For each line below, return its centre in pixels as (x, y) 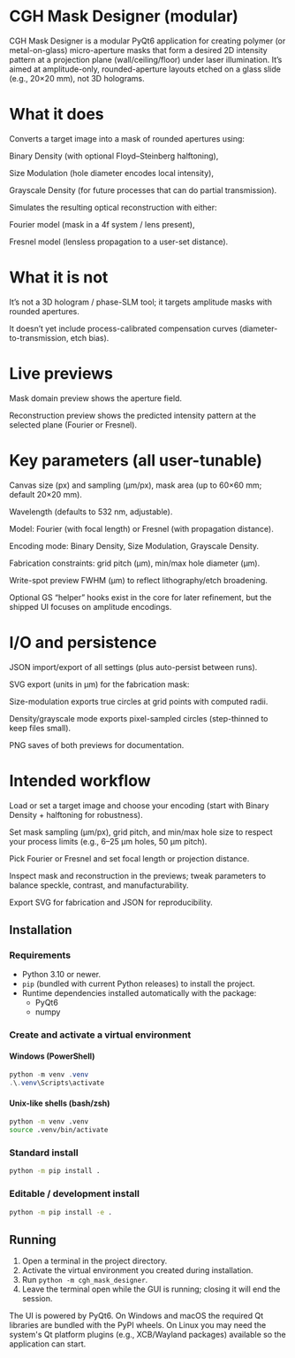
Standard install (44, 1153)
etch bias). (90, 337)
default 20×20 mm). (45, 494)
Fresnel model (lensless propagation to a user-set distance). (119, 242)
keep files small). (40, 728)
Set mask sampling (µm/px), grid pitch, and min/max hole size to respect (141, 832)
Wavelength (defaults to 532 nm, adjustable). (91, 512)
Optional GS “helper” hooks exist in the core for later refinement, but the (140, 597)
